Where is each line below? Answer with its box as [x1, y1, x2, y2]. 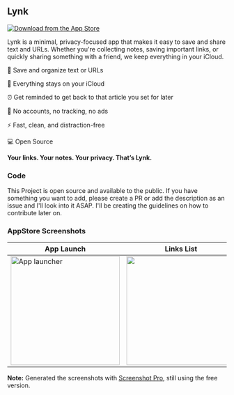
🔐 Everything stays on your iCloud [7, 79, 105, 88]
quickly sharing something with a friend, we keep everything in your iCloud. [7, 52, 224, 61]
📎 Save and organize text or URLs [7, 65, 104, 74]
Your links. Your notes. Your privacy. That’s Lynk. [7, 153, 153, 162]
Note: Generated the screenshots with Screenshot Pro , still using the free [7, 374, 218, 382]
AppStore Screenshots [7, 226, 86, 236]
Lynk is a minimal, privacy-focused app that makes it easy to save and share [7, 38, 226, 46]
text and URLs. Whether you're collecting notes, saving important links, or [7, 45, 219, 53]
